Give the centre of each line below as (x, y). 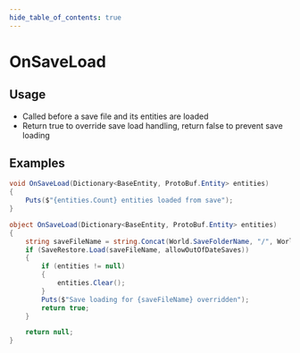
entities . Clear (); (91, 283)
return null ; (50, 332)
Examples (37, 163)
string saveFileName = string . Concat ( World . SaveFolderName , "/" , (150, 241)
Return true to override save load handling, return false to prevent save (152, 125)
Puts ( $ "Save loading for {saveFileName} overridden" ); (146, 299)
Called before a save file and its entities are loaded (115, 116)
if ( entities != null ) (83, 266)
